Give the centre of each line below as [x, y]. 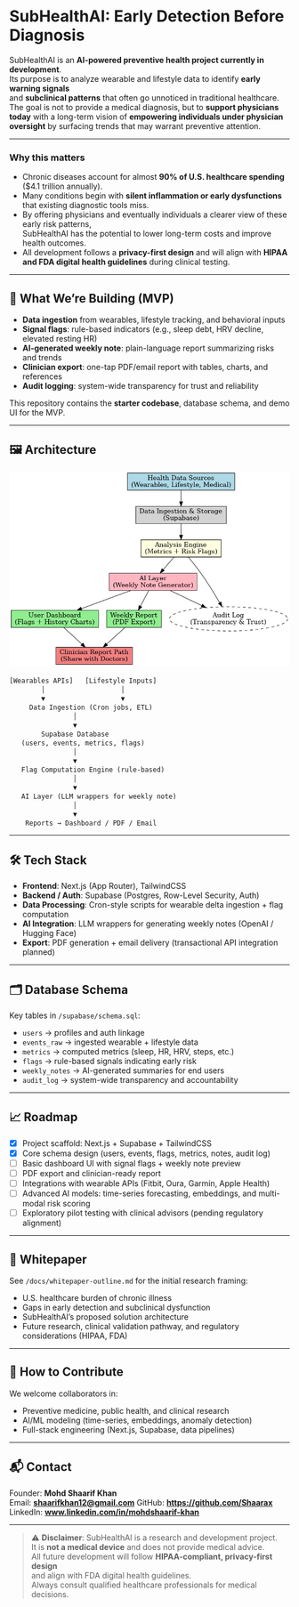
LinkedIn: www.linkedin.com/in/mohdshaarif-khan [105, 1512]
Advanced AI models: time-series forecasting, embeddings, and [139, 1193]
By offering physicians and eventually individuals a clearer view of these [154, 214]
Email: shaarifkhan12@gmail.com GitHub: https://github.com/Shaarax [141, 1502]
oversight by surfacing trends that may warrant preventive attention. [135, 125]
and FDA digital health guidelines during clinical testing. [126, 262]
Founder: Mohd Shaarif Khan [63, 1493]
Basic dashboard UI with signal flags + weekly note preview [132, 1163]
